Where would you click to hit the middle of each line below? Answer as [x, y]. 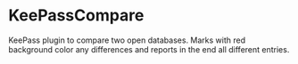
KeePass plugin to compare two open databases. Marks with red [127, 40]
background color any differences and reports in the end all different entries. [149, 49]
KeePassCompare [76, 16]
